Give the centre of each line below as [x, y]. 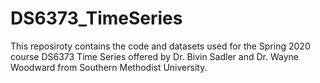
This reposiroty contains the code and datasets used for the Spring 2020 [160, 46]
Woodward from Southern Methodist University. [109, 67]
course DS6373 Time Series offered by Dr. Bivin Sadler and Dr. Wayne [154, 56]
